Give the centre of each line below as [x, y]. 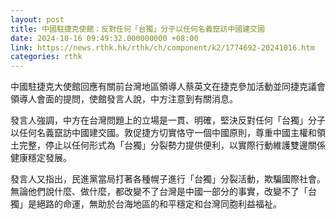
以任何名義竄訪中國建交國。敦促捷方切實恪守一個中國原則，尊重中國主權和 [163, 133]
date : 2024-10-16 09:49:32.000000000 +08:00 [104, 38]
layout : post [37, 19]
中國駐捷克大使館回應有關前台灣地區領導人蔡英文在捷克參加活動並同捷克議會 [168, 87]
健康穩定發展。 [41, 158]
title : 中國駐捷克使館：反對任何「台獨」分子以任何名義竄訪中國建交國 [137, 29]
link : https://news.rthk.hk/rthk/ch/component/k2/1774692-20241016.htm [162, 47]
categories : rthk [46, 57]
